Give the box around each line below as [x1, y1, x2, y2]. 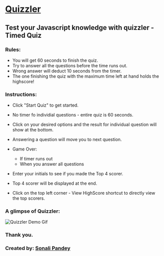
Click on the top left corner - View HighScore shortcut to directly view [12, 190, 156, 196]
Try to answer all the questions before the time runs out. [12, 62, 128, 68]
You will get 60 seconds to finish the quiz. [12, 57, 98, 63]
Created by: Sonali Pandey [5, 245, 71, 252]
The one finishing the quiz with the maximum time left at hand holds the [12, 73, 159, 79]
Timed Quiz [5, 31, 42, 39]
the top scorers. [12, 195, 45, 201]
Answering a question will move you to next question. [12, 136, 122, 142]
